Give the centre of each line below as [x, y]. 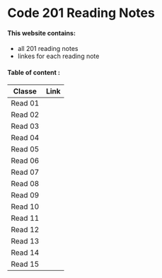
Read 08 [25, 183]
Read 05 [25, 149]
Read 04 [25, 137]
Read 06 [25, 161]
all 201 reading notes [48, 49]
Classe [25, 91]
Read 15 [25, 264]
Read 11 [25, 218]
